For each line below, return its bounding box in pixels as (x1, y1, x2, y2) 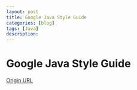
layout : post (6, 8, 39, 15)
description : (6, 31, 39, 37)
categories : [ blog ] (6, 20, 55, 26)
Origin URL (6, 77, 34, 84)
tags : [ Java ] (6, 25, 39, 32)
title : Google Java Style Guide (6, 14, 87, 20)
